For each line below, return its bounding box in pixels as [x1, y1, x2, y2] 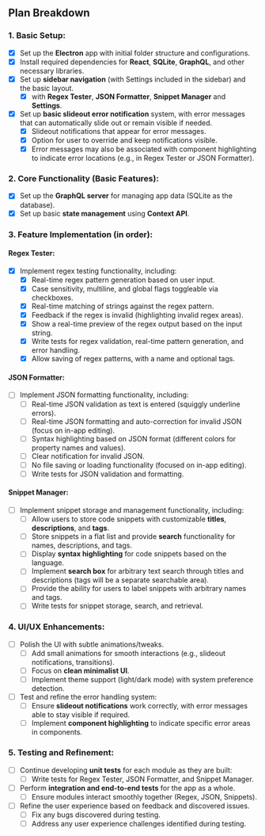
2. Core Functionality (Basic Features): [8, 174, 160, 185]
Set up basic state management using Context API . [19, 208, 190, 218]
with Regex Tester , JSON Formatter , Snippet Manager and [31, 91, 226, 101]
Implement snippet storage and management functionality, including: [19, 506, 244, 515]
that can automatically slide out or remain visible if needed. [19, 118, 213, 128]
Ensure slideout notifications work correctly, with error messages [31, 701, 248, 711]
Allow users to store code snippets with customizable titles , [31, 514, 227, 524]
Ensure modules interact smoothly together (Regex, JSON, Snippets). [31, 792, 257, 801]
